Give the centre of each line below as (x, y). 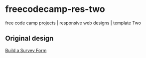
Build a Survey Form (26, 50)
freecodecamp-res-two (55, 9)
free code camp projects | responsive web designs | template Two (73, 23)
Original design (29, 38)
